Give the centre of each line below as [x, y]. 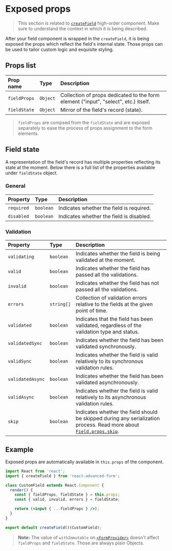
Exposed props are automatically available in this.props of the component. [84, 462]
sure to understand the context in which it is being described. [82, 28]
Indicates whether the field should [117, 412]
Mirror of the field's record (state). [101, 110]
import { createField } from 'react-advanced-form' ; [63, 476]
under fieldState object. [31, 173]
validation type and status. [107, 332]
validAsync [21, 397]
